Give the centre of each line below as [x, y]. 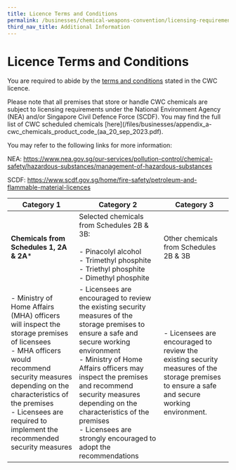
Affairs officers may [111, 368]
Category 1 [41, 205]
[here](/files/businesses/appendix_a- [158, 124]
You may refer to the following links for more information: [90, 145]
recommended [35, 438]
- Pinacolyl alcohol [110, 252]
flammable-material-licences [49, 187]
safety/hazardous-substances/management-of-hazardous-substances [110, 166]
